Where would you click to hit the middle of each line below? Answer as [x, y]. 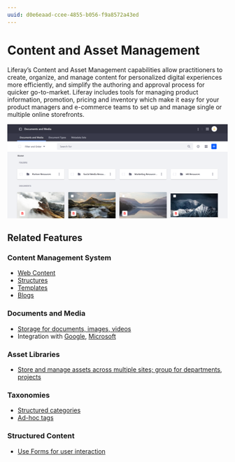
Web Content [36, 273]
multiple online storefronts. [46, 114]
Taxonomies [29, 395]
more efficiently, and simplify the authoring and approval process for [106, 85]
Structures [33, 281]
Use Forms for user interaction [62, 451]
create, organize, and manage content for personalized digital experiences [115, 77]
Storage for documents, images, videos [74, 328]
